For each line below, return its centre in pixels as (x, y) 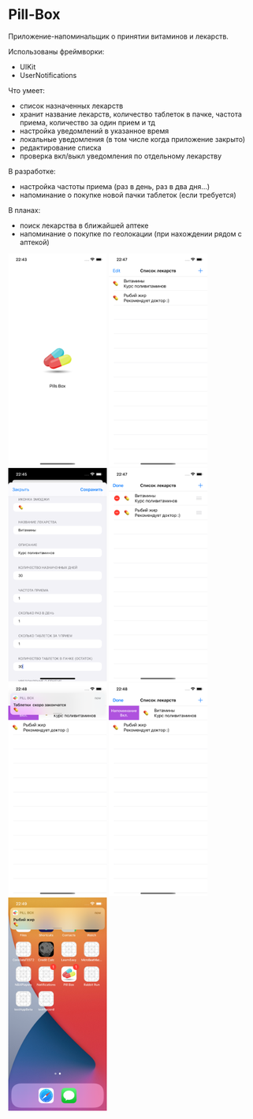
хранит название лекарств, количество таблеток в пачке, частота (131, 114)
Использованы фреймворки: (56, 51)
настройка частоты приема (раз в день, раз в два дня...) (115, 186)
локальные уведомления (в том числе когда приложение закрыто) (132, 139)
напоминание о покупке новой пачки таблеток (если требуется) (128, 195)
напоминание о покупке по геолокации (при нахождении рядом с (131, 233)
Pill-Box (34, 15)
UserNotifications (48, 75)
